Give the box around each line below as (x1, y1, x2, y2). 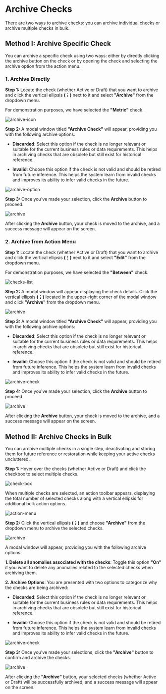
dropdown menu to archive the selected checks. (5, 525, 104, 531)
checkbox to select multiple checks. (5, 471, 79, 477)
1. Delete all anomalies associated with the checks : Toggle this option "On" (5, 559, 162, 565)
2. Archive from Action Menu (5, 238, 76, 245)
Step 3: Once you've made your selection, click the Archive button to (5, 196, 147, 202)
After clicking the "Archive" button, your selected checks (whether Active (5, 674, 157, 680)
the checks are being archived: (5, 585, 68, 590)
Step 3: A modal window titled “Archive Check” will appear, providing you (5, 319, 157, 324)
